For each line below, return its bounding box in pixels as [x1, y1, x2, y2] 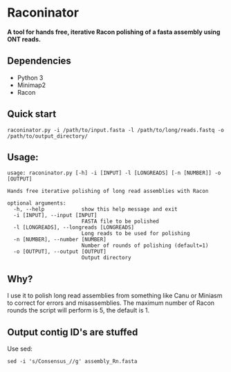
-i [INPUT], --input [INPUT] [13, 212, 98, 219]
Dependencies [7, 55, 71, 67]
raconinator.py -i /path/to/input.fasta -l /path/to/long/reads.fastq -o [7, 127, 225, 133]
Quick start [7, 109, 57, 120]
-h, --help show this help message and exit [13, 206, 178, 213]
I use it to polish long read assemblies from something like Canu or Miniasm [7, 292, 223, 300]
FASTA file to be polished [81, 218, 159, 225]
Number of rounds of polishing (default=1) [81, 242, 209, 250]
